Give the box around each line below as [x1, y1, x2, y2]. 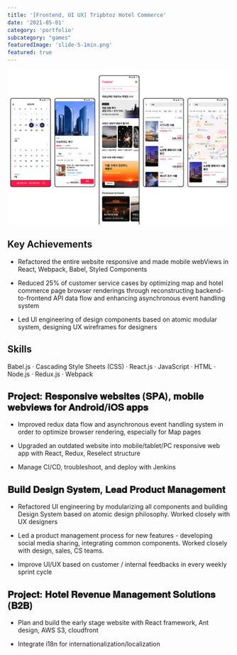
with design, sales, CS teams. [17, 546, 104, 555]
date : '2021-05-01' [7, 18, 65, 26]
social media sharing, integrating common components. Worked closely [17, 539, 228, 548]
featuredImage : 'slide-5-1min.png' [7, 41, 113, 49]
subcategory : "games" [7, 34, 72, 41]
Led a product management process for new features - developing [17, 531, 213, 540]
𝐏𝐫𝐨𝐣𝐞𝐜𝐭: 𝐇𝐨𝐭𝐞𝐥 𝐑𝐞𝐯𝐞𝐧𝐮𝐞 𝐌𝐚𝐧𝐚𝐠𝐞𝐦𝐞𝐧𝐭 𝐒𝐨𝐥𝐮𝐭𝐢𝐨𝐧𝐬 [7, 588, 216, 600]
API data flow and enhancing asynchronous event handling [53, 294, 226, 302]
